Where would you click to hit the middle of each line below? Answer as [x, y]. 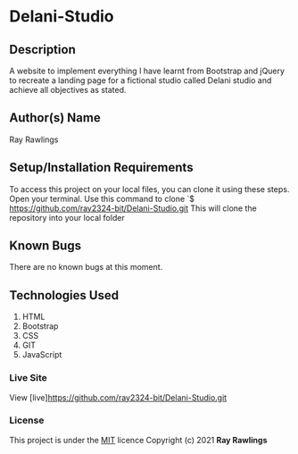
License [27, 420]
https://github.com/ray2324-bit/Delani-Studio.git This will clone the [133, 208]
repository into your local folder [67, 217]
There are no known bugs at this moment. [86, 267]
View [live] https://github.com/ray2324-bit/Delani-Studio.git [118, 397]
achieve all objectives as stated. [68, 90]
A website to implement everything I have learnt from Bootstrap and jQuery [147, 71]
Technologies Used [64, 295]
